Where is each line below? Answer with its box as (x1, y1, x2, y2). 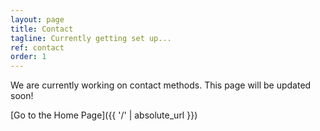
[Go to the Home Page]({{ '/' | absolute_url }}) (10, 109, 198, 121)
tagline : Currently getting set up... (10, 33, 172, 43)
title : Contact (10, 24, 74, 34)
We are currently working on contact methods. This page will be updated (10, 79, 312, 91)
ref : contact (10, 42, 65, 53)
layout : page (10, 14, 65, 25)
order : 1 (10, 52, 47, 62)
